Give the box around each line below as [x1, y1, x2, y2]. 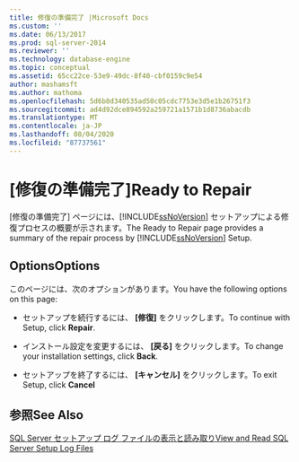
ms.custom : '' [9, 22, 63, 31]
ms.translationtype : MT [9, 113, 99, 122]
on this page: [9, 293, 58, 304]
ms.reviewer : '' [9, 47, 70, 56]
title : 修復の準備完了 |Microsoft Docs [9, 13, 149, 22]
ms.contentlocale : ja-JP [9, 122, 102, 131]
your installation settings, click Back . [22, 351, 159, 362]
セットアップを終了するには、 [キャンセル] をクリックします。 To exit [22, 369, 277, 379]
